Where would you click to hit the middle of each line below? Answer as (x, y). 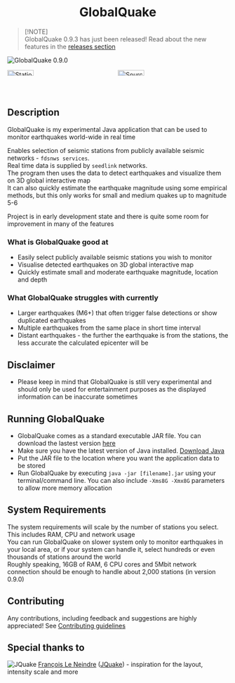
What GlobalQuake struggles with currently (83, 298)
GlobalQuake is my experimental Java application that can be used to (107, 129)
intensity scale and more (43, 672)
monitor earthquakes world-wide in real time (71, 137)
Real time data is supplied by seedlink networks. (78, 165)
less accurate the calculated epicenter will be (83, 343)
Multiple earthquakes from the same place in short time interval (109, 328)
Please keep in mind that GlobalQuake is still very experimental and (114, 382)
